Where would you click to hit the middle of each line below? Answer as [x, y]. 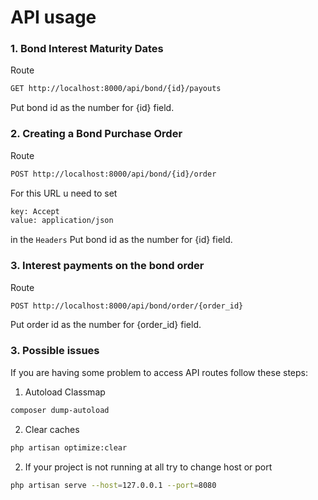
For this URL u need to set [64, 193]
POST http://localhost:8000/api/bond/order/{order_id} [127, 306]
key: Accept [35, 211]
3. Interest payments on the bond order [107, 266]
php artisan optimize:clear [69, 447]
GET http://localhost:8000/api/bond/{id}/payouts [116, 89]
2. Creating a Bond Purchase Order [96, 134]
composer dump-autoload [60, 410]
